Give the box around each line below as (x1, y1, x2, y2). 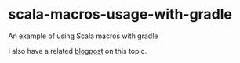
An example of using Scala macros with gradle (8, 31, 158, 40)
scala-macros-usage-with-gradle (8, 5, 233, 23)
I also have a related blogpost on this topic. (8, 46, 147, 55)
